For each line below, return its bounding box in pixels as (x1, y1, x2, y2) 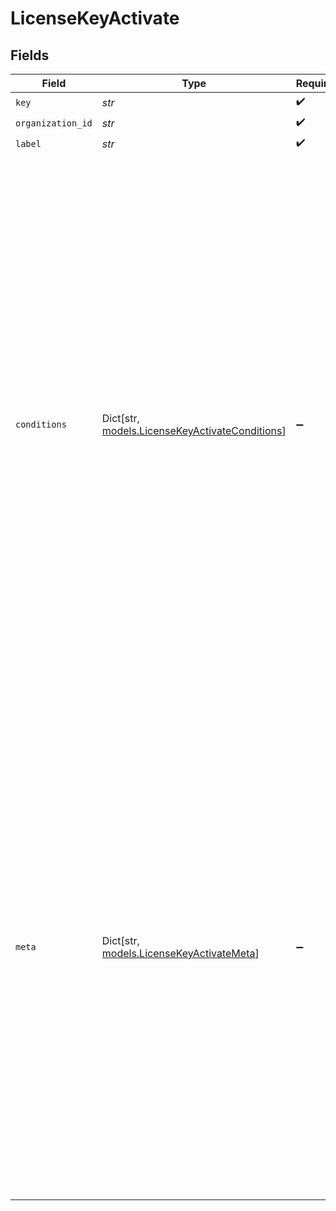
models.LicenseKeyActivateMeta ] (101, 947, 260, 960)
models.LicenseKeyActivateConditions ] (101, 424, 287, 437)
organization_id (15, 117, 93, 129)
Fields (10, 47, 50, 64)
